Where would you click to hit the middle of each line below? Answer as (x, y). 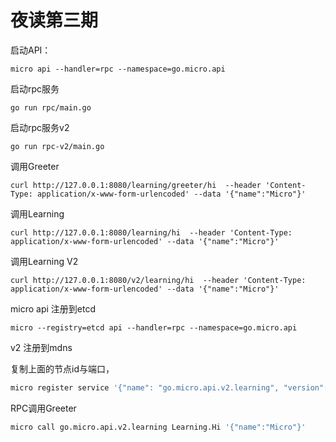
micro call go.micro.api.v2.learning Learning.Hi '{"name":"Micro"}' (158, 427)
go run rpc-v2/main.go (57, 146)
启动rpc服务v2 (40, 127)
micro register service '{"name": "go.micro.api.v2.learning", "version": (169, 387)
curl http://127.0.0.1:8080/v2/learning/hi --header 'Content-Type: (158, 280)
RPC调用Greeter (43, 408)
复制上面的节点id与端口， (62, 368)
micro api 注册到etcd (53, 308)
